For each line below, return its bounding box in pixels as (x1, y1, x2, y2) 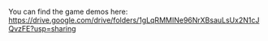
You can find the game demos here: (8, 7, 128, 16)
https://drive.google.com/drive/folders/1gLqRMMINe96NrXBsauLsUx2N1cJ (8, 15, 260, 25)
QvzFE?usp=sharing (8, 24, 76, 33)
